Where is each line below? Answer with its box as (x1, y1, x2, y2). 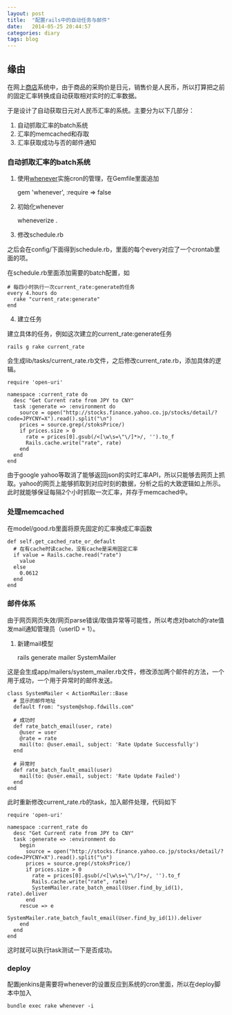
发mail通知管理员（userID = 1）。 (7, 625, 99, 633)
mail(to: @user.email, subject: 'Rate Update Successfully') (19, 741, 199, 748)
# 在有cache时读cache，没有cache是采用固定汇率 (13, 545, 138, 553)
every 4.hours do (7, 290, 57, 297)
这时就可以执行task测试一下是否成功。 (7, 946, 116, 954)
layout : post (7, 10, 45, 17)
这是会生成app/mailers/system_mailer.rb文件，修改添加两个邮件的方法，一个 (7, 667, 224, 676)
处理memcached (7, 507, 64, 517)
